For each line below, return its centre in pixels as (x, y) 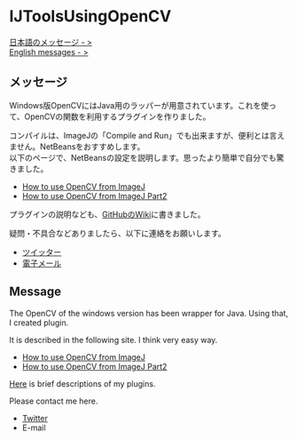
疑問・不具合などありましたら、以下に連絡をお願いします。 (117, 233)
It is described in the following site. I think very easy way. (113, 340)
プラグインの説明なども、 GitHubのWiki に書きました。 (107, 214)
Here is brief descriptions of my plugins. (82, 383)
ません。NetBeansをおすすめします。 (77, 146)
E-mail (34, 428)
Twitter (35, 418)
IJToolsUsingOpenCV (90, 16)
